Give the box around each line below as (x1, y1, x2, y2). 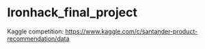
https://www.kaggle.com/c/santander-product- (64, 27, 198, 35)
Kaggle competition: (7, 27, 64, 35)
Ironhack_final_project (7, 5, 138, 20)
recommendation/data (7, 34, 70, 42)
